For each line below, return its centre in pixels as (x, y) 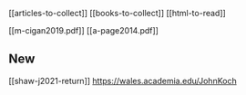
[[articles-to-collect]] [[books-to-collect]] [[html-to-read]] (118, 13)
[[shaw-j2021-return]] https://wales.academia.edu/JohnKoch (123, 81)
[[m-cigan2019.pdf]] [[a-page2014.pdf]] (83, 30)
